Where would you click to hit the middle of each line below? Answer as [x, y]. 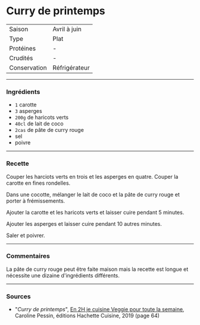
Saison [19, 29]
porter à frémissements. [36, 201]
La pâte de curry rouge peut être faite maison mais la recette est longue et [97, 269]
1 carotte [26, 105]
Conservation [28, 68]
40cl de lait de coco [39, 124]
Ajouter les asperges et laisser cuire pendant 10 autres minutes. [84, 223]
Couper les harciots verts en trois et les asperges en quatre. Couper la [92, 176]
